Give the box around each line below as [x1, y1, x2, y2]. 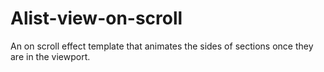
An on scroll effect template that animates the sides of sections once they [10, 40, 314, 52]
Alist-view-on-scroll [10, 7, 183, 30]
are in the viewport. [10, 50, 91, 62]
